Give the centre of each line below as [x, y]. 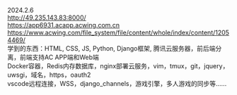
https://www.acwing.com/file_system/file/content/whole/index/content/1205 [118, 32]
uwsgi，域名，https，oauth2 [49, 75]
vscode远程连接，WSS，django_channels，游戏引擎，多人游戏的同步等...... [117, 83]
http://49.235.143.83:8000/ [47, 18]
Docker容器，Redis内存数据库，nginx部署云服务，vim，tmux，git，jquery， [118, 66]
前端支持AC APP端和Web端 [59, 57]
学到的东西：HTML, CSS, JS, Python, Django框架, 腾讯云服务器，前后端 [111, 48]
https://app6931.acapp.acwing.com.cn [64, 25]
